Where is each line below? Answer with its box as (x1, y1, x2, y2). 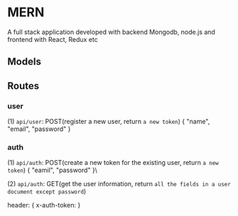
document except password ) (7, 187, 87, 195)
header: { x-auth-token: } (7, 201, 81, 210)
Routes (7, 79, 40, 92)
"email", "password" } (7, 125, 71, 133)
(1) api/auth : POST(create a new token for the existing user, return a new (7, 159, 219, 167)
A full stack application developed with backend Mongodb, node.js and (7, 28, 215, 36)
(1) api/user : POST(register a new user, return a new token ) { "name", (7, 118, 210, 126)
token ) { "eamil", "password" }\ (7, 166, 98, 174)
